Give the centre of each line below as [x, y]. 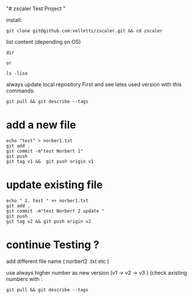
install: [14, 20]
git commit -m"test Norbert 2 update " [55, 211]
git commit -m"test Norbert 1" [45, 151]
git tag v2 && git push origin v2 [49, 221]
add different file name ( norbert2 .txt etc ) [58, 261]
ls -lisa [17, 73]
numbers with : [24, 279]
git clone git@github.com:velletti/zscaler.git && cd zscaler [84, 31]
